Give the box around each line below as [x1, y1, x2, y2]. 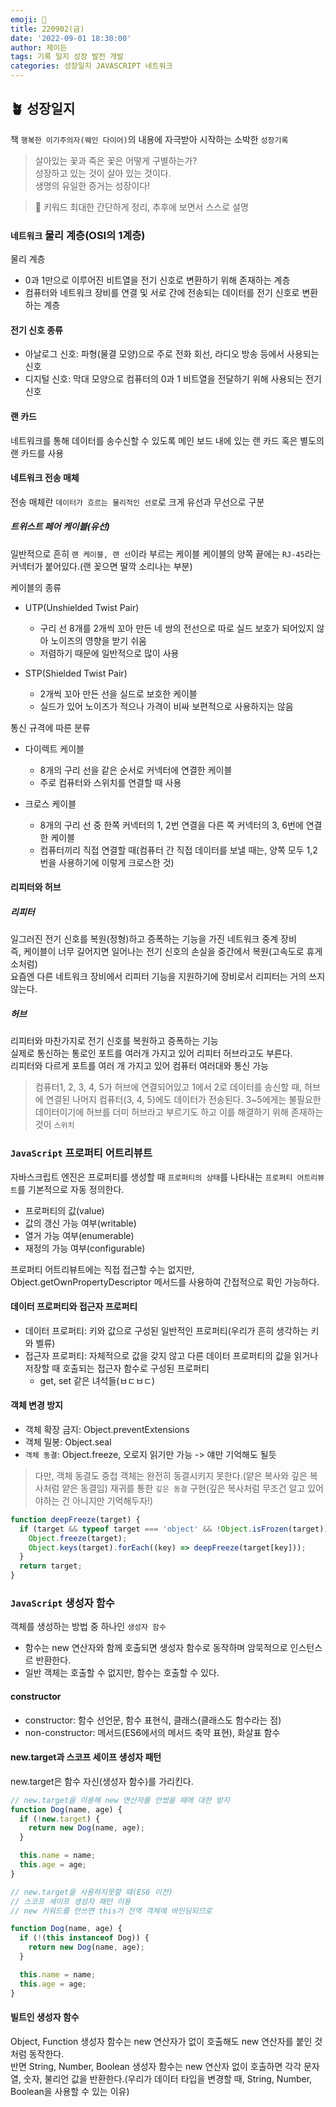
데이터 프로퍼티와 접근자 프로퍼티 [10, 1301, 138, 1313]
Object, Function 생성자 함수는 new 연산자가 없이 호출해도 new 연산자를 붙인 [10, 2035, 313, 2047]
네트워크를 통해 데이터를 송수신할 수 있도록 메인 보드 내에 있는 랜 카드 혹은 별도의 [10, 434, 325, 446]
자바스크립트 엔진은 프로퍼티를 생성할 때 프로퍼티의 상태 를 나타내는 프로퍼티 [10, 1171, 293, 1183]
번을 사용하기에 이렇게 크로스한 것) [39, 856, 175, 868]
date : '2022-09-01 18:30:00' [10, 33, 132, 43]
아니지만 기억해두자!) [72, 1494, 154, 1506]
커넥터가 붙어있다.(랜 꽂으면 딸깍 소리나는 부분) [10, 560, 193, 572]
